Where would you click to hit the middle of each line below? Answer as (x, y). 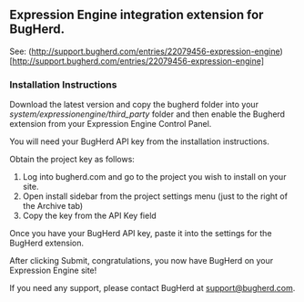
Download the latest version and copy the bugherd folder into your (134, 105)
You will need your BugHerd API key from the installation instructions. (140, 141)
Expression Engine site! (53, 271)
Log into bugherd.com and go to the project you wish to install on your (154, 177)
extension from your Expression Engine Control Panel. (111, 124)
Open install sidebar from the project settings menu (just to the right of (155, 196)
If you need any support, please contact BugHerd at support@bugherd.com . (152, 288)
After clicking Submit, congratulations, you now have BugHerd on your (142, 261)
